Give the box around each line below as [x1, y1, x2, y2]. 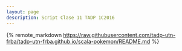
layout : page [6, 8, 39, 15]
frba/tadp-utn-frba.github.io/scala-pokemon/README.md [6, 38, 151, 45]
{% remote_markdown [6, 31, 62, 38]
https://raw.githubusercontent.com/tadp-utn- [63, 31, 176, 38]
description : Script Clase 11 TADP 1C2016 [6, 15, 115, 21]
